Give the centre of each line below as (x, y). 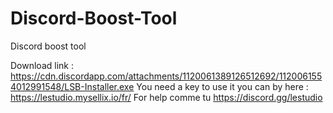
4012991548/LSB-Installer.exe (72, 86)
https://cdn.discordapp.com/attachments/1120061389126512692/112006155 (166, 76)
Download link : (42, 65)
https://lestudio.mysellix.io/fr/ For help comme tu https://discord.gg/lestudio (166, 97)
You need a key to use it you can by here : (222, 86)
